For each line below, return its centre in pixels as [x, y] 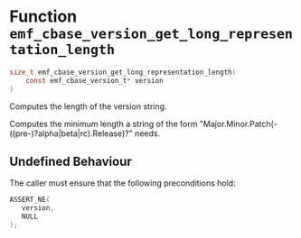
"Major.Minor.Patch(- [239, 124]
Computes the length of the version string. [88, 106]
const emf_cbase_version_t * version [95, 80]
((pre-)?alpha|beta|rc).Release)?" [71, 133]
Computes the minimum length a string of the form [103, 124]
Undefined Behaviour [71, 161]
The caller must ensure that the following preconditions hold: [123, 183]
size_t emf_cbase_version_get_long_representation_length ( [123, 72]
